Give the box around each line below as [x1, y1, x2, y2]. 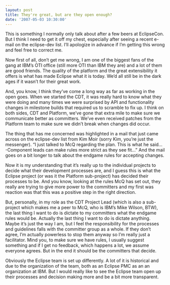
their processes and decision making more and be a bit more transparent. [5, 274, 159, 280]
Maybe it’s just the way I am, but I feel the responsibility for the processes [5, 221, 159, 227]
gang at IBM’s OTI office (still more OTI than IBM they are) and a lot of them [5, 62, 162, 69]
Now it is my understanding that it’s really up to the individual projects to [5, 162, 156, 168]
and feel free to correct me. [5, 47, 63, 53]
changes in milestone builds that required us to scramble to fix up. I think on [5, 105, 164, 111]
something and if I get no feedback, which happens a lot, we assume [5, 242, 150, 248]
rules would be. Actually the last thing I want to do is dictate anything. [5, 215, 151, 221]
